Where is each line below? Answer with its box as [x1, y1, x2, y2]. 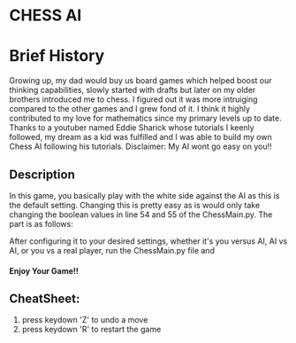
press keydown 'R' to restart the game [21, 324, 162, 335]
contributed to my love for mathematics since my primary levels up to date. [9, 113, 282, 124]
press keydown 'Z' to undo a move [21, 315, 148, 325]
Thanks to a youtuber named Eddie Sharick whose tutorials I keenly [9, 122, 254, 133]
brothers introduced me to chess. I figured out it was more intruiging [9, 94, 258, 105]
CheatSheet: [9, 291, 80, 306]
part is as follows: [9, 218, 73, 229]
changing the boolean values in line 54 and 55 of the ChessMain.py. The [9, 209, 273, 220]
